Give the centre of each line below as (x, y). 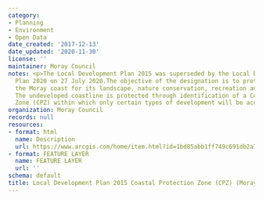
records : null (31, 118)
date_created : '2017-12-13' (54, 45)
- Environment (31, 30)
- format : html (33, 132)
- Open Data (27, 37)
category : (24, 15)
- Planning (26, 23)
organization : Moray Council (56, 110)
